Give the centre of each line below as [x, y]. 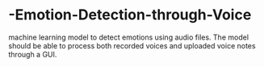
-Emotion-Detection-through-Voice [130, 15]
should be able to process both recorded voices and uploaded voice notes [132, 45]
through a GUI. [33, 54]
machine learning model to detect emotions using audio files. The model [128, 37]
